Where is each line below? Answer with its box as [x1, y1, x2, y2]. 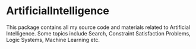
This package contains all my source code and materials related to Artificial [6, 24, 191, 31]
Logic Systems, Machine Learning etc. [6, 36, 100, 43]
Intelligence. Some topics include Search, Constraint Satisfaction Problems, [6, 30, 191, 37]
